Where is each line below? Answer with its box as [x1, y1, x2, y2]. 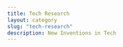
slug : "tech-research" [7, 23, 73, 30]
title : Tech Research [7, 10, 70, 17]
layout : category [7, 17, 58, 23]
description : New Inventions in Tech [7, 29, 117, 37]
